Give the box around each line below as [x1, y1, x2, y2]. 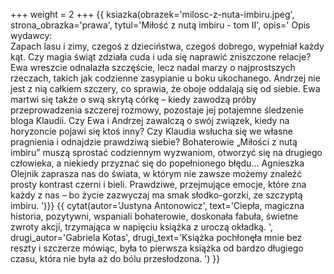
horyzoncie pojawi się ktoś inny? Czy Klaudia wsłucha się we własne [10, 125, 293, 137]
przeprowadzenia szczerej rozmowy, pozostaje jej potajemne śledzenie [10, 104, 304, 116]
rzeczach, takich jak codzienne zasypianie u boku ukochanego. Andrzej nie [10, 72, 321, 84]
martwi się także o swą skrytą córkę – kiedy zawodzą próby [10, 94, 257, 105]
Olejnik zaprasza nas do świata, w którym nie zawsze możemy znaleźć [10, 168, 303, 179]
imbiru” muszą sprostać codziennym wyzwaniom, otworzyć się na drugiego [10, 147, 323, 158]
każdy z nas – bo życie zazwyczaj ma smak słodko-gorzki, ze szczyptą [10, 189, 303, 201]
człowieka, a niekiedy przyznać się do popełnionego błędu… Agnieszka [10, 157, 305, 169]
